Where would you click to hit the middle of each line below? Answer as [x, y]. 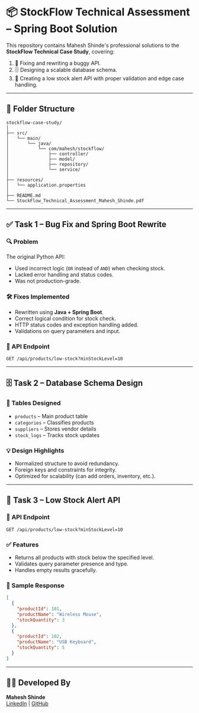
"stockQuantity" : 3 [41, 620]
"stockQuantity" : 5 [41, 648]
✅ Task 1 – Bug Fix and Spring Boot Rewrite [86, 224]
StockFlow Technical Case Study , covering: [60, 51]
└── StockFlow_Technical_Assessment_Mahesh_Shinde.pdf [75, 200]
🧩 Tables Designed [33, 403]
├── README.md [24, 195]
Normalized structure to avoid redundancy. [67, 464]
